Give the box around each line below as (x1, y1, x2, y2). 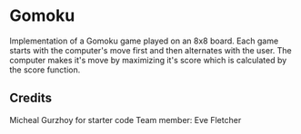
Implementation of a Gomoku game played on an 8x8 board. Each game (9, 35, 279, 46)
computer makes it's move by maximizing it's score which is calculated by (9, 54, 287, 65)
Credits (9, 91, 53, 106)
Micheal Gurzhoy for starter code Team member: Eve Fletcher (9, 114, 242, 125)
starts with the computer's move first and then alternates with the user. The (9, 44, 293, 55)
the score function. (9, 64, 81, 75)
